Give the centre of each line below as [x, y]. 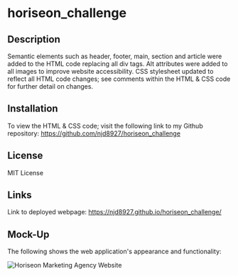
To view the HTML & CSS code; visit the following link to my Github [106, 126]
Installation [33, 109]
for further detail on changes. [50, 86]
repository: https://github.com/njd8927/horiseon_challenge [94, 133]
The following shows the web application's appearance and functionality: [114, 252]
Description [34, 39]
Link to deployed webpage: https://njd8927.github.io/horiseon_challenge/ [114, 212]
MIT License [26, 172]
